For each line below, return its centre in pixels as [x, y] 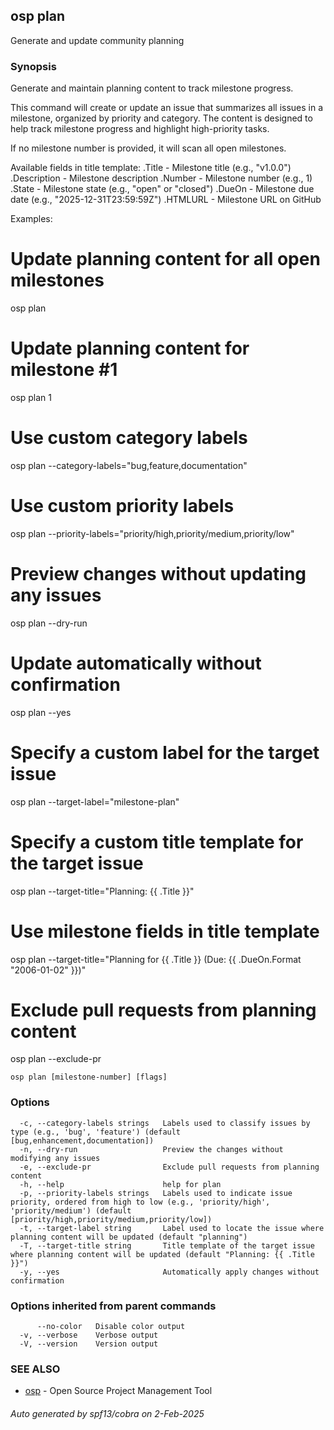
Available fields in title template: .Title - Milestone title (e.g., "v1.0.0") [151, 168]
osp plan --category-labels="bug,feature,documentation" [129, 465]
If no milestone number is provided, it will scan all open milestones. [148, 148]
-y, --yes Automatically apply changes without [169, 1272]
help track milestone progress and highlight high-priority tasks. [140, 129]
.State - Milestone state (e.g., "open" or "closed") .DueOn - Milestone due [162, 189]
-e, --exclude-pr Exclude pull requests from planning [169, 1167]
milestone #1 [64, 370]
